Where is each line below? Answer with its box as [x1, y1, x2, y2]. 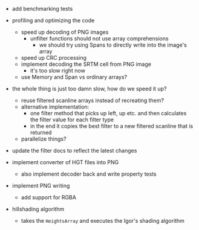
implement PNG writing [11, 182, 70, 189]
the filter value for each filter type [30, 116, 114, 123]
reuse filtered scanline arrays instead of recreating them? [21, 97, 165, 104]
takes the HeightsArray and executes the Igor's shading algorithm [21, 217, 184, 224]
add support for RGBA [21, 194, 77, 201]
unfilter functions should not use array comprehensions [30, 35, 169, 42]
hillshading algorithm [11, 205, 65, 212]
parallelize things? [21, 135, 67, 142]
